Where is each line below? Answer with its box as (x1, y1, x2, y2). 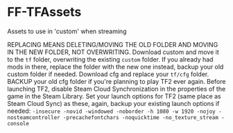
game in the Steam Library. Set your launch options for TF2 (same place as (7, 91, 222, 100)
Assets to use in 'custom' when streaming (7, 27, 127, 35)
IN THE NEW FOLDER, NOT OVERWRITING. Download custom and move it (7, 48, 220, 56)
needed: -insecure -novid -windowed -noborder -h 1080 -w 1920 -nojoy (7, 107, 216, 115)
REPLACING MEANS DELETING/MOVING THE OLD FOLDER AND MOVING (7, 40, 218, 48)
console (7, 120, 30, 127)
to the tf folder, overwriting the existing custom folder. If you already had (7, 55, 214, 63)
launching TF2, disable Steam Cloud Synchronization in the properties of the (7, 85, 226, 93)
